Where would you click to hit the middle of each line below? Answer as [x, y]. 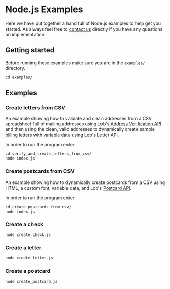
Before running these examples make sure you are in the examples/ [75, 63]
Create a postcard [28, 271]
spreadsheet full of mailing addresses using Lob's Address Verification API [83, 124]
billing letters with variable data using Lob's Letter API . [62, 135]
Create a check [24, 224]
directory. [15, 68]
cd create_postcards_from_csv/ [38, 207]
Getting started [30, 50]
